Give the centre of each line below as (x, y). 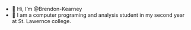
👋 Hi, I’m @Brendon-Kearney (47, 9)
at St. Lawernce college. (41, 21)
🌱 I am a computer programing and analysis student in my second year (98, 15)
